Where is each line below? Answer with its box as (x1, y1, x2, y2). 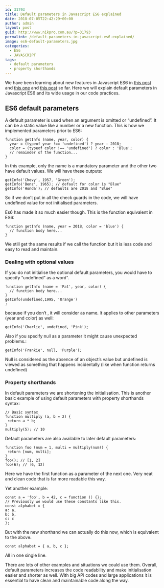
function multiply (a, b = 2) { (5, 414, 71, 419)
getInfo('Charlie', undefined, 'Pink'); (5, 325, 89, 330)
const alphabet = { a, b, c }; (5, 544, 69, 549)
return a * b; (7, 419, 36, 424)
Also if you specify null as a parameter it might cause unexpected (5, 333, 137, 339)
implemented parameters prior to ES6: (5, 128, 82, 134)
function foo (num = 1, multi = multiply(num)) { (5, 445, 109, 450)
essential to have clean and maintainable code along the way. (5, 578, 129, 584)
